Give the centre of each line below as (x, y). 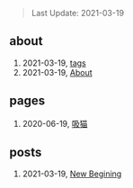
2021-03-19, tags (54, 63)
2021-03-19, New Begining (72, 174)
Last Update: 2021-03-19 (77, 13)
